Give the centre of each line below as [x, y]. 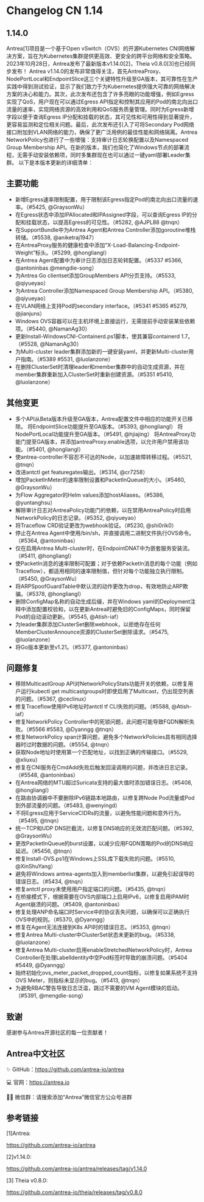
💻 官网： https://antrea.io [38, 1082]
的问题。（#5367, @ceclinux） [52, 699]
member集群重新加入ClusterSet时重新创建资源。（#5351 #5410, [94, 374]
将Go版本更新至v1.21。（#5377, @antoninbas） [73, 647]
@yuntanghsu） [35, 502]
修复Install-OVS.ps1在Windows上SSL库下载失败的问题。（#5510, [95, 859]
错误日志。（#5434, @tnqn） [51, 882]
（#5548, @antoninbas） [47, 775]
